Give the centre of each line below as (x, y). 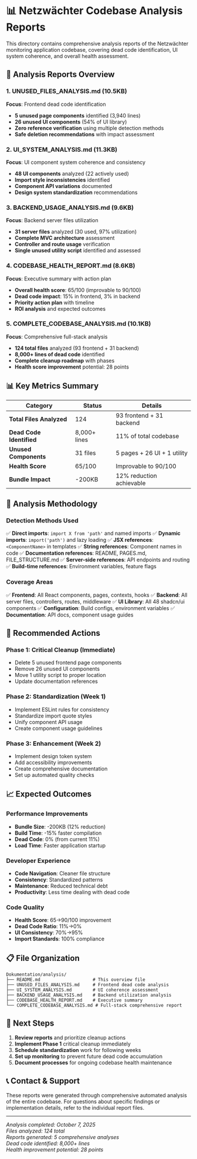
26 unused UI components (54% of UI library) (71, 122)
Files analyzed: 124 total (35, 1131)
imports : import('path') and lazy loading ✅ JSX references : (80, 540)
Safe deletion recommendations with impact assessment (84, 134)
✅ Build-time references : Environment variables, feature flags (81, 567)
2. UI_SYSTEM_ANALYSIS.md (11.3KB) (62, 149)
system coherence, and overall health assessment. (67, 56)
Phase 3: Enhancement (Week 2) (54, 743)
